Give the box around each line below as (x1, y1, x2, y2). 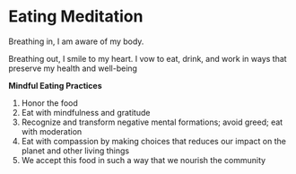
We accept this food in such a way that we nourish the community (21, 154, 266, 165)
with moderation (21, 126, 83, 136)
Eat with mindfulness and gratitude (21, 107, 151, 117)
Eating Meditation (8, 6, 144, 27)
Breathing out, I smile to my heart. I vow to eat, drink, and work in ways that (8, 53, 288, 64)
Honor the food (21, 97, 78, 109)
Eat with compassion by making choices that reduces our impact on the (21, 135, 286, 146)
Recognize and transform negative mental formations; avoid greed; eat (21, 117, 283, 127)
